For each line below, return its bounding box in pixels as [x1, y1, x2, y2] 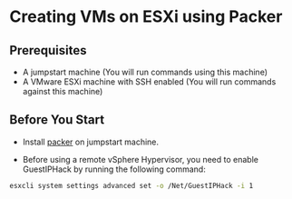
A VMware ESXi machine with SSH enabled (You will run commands [22, 76, 277, 87]
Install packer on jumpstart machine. [22, 136, 160, 147]
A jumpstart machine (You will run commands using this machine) [22, 66, 268, 77]
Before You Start [9, 112, 105, 128]
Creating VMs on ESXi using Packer [9, 6, 283, 27]
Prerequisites [9, 43, 87, 58]
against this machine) [22, 86, 103, 96]
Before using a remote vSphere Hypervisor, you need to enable [22, 154, 258, 164]
